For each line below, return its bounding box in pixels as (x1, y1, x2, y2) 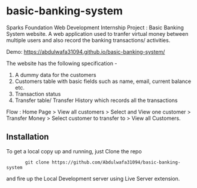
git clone (25, 159, 50, 165)
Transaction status (14, 90, 61, 97)
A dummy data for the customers (14, 71, 97, 78)
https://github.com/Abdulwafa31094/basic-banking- (51, 159, 181, 165)
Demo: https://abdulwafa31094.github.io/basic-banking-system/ (6, 48, 165, 55)
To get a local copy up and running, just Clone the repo (6, 147, 142, 155)
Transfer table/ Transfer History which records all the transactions (14, 97, 178, 104)
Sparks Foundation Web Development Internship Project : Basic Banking (6, 24, 184, 31)
